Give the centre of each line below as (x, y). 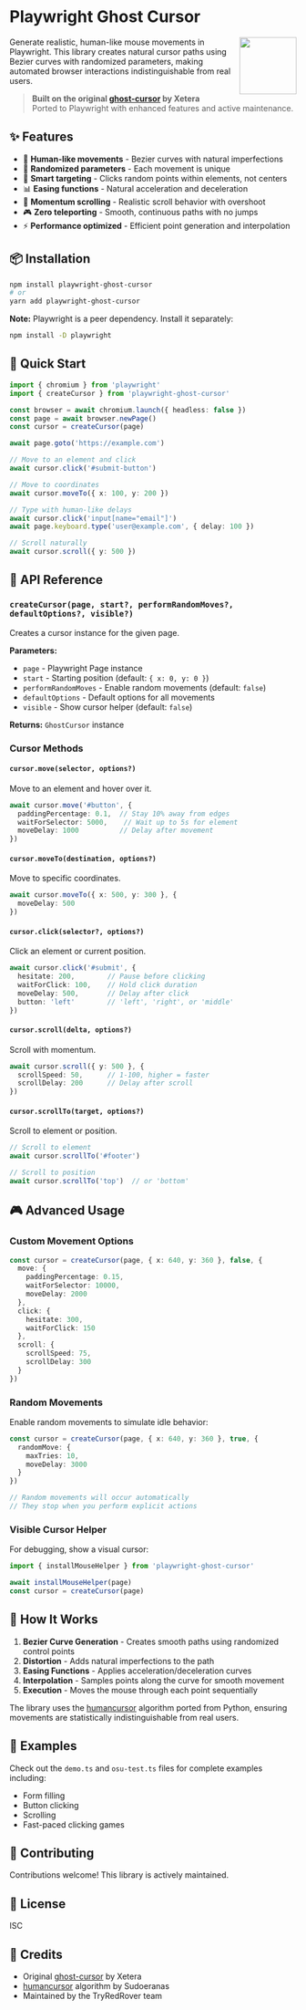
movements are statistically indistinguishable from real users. (124, 1717)
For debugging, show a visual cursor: (79, 1549)
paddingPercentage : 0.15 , (75, 1277)
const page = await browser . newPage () (83, 418)
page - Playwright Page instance (82, 668)
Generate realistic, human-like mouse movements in (107, 42)
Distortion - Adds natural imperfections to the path (118, 1661)
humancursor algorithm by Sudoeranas (96, 1985)
